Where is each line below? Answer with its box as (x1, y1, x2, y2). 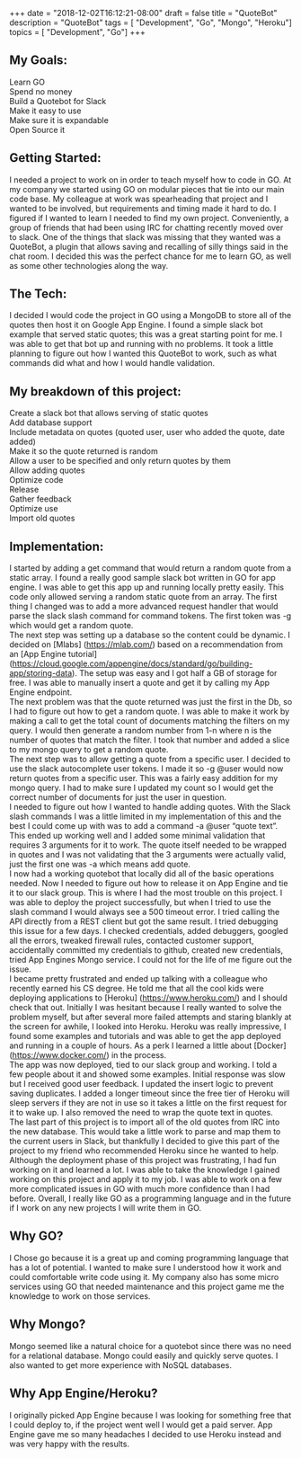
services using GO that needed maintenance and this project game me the (9, 1281, 285, 1292)
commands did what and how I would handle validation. (9, 358, 216, 369)
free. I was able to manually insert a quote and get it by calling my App (9, 678, 270, 689)
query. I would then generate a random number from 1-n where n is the (9, 725, 272, 736)
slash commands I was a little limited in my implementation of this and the (9, 811, 282, 822)
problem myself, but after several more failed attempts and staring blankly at (9, 1011, 292, 1023)
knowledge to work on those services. (9, 1290, 151, 1302)
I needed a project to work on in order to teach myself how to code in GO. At (9, 174, 292, 185)
